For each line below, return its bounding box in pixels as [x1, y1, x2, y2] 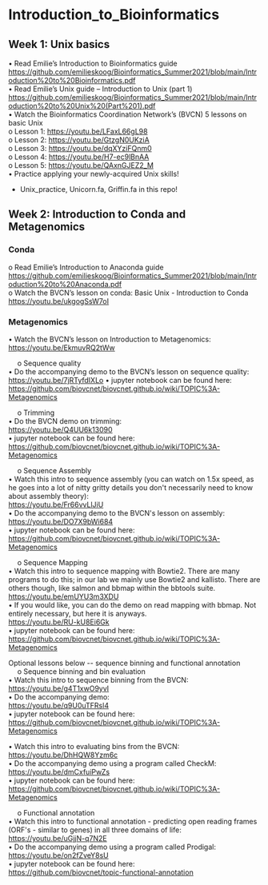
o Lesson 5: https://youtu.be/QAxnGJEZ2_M [8, 161, 154, 169]
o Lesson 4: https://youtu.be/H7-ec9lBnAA [8, 152, 150, 161]
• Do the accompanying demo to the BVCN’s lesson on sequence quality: [8, 366, 250, 377]
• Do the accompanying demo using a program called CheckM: [8, 758, 217, 768]
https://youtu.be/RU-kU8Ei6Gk [8, 617, 110, 627]
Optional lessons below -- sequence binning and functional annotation [8, 658, 241, 668]
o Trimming [17, 408, 55, 417]
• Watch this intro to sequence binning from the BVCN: [8, 675, 189, 684]
